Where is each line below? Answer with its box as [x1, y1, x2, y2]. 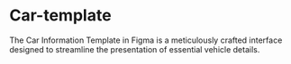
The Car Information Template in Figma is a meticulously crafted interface [9, 35, 283, 45]
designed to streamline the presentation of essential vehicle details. [9, 44, 260, 54]
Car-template [9, 5, 112, 26]
